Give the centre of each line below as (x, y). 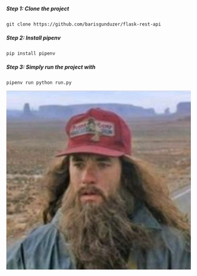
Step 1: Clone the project (38, 8)
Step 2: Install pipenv (34, 38)
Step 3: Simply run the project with (51, 67)
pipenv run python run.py (39, 82)
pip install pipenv (31, 53)
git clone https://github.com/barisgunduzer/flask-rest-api (84, 24)
